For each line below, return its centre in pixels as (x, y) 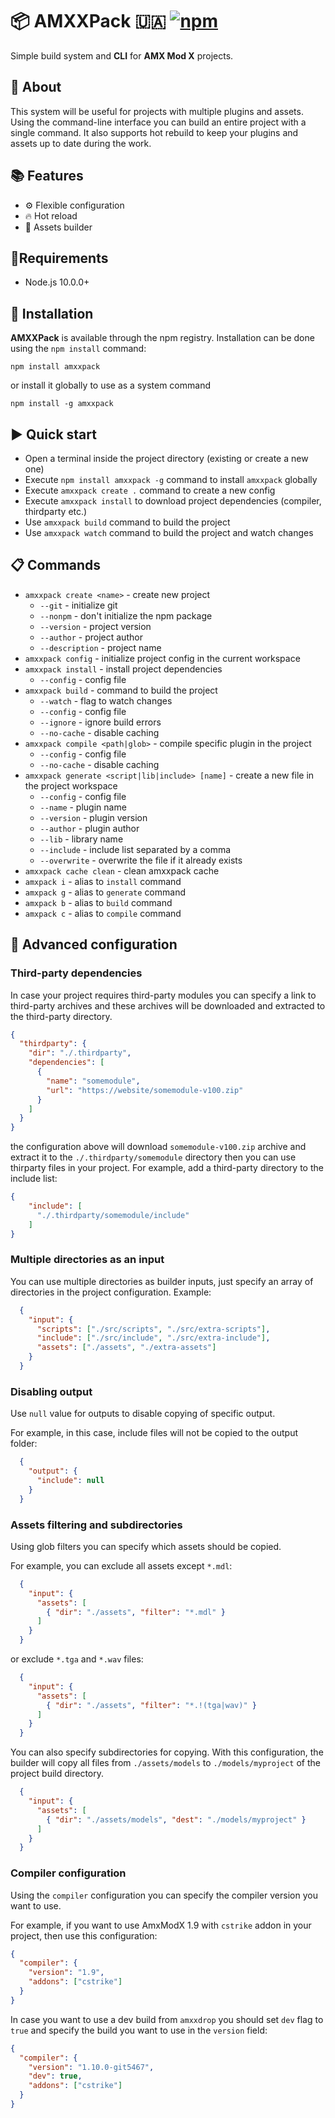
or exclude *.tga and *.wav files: (77, 1659)
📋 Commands (56, 565)
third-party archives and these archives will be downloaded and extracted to (168, 1005)
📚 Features (47, 176)
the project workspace (71, 785)
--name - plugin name (83, 807)
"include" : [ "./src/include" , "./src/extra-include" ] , (153, 1338)
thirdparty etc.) (56, 511)
